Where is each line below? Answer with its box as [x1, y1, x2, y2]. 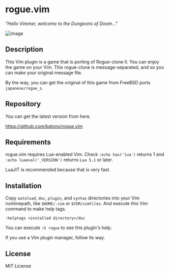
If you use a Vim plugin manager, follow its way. [5, 235, 105, 241]
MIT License [5, 263, 32, 269]
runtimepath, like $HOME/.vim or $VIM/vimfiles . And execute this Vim [5, 201, 148, 207]
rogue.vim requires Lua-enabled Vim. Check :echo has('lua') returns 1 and [5, 152, 164, 158]
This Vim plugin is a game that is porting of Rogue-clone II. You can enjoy [5, 59, 159, 65]
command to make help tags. [5, 206, 66, 212]
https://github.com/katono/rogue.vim [5, 123, 83, 129]
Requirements [5, 138, 51, 146]
